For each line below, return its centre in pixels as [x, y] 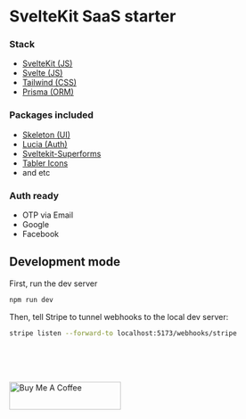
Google [36, 225]
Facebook [41, 234]
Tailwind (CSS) [49, 83]
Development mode [65, 262]
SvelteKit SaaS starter [93, 16]
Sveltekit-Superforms [61, 153]
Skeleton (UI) [46, 135]
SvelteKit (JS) [47, 63]
